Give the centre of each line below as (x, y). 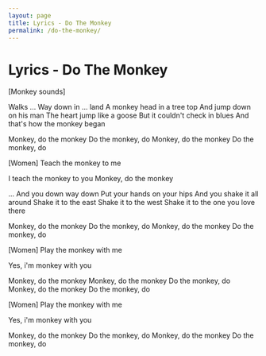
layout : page (30, 15)
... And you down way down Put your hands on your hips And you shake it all (133, 194)
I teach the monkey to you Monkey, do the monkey (91, 179)
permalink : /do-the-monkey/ (55, 30)
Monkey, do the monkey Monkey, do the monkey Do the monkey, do (120, 281)
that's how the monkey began (57, 124)
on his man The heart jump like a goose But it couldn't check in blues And (129, 115)
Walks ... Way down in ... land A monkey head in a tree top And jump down (130, 107)
